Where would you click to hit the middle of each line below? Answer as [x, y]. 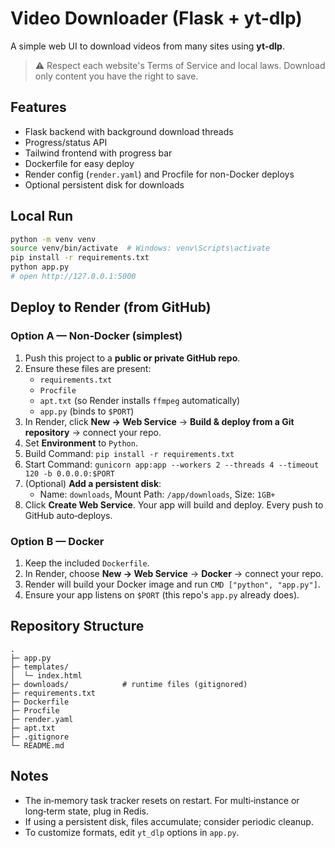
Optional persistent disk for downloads [104, 184]
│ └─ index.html [46, 675]
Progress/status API [66, 142]
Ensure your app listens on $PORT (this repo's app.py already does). [162, 594]
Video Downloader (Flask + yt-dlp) [156, 18]
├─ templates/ [40, 667]
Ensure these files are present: [88, 368]
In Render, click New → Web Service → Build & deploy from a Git [159, 421]
